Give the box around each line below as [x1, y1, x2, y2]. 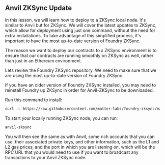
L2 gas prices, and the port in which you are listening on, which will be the [5, 144, 156, 150]
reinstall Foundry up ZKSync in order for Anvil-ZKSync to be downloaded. [5, 87, 154, 93]
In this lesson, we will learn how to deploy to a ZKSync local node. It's [5, 17, 146, 23]
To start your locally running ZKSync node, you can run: [5, 115, 118, 121]
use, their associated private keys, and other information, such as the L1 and [5, 138, 159, 144]
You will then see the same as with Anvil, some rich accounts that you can [5, 134, 155, 139]
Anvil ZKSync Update [5, 4, 72, 12]
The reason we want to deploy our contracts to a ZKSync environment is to [5, 47, 157, 53]
